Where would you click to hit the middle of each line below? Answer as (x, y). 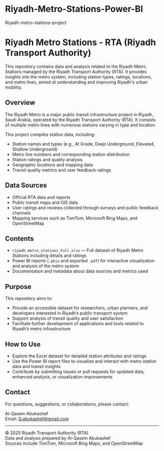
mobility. (14, 87)
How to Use (23, 344)
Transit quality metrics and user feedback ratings (61, 170)
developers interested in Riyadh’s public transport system (70, 313)
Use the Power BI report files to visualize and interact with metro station (84, 361)
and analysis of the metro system (46, 266)
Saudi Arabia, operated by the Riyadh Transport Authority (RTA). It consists (81, 120)
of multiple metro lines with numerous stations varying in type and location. (81, 125)
